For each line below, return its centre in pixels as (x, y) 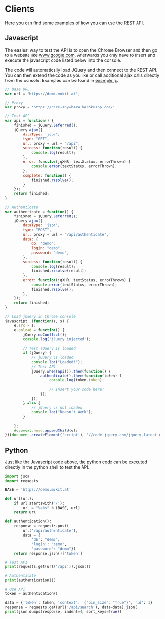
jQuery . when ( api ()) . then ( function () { (71, 371)
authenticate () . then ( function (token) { (81, 376)
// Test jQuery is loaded (49, 349)
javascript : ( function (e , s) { (37, 321)
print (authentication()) (30, 580)
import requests (22, 481)
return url (25, 512)
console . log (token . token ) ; (77, 380)
